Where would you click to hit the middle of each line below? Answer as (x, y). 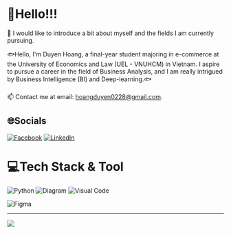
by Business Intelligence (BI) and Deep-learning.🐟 (79, 79)
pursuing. (21, 40)
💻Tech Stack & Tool (65, 166)
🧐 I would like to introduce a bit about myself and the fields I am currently (111, 33)
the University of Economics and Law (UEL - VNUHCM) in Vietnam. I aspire (113, 64)
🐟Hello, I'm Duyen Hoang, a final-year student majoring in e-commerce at (113, 54)
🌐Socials (27, 121)
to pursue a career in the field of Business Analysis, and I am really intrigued (115, 71)
